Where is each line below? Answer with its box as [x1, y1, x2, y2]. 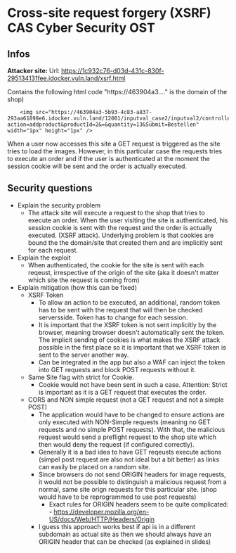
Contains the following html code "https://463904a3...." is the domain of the [7, 88, 228, 96]
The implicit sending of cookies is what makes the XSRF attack [38, 336, 221, 344]
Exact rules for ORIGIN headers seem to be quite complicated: [48, 500, 229, 508]
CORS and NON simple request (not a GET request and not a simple [27, 395, 224, 404]
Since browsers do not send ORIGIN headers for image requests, [38, 470, 226, 478]
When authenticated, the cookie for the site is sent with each [27, 260, 204, 269]
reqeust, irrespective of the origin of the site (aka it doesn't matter [27, 268, 219, 276]
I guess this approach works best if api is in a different [38, 522, 195, 530]
